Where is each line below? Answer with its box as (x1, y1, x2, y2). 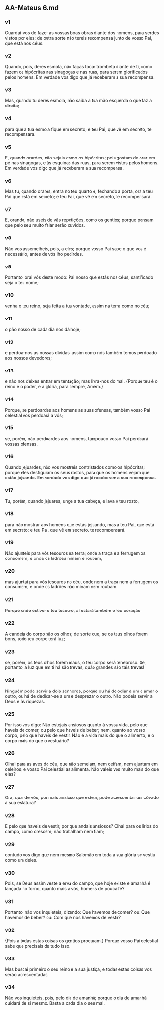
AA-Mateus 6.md (5, 4, 59, 12)
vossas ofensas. (5, 441, 38, 447)
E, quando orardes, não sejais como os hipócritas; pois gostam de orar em (5, 155, 155, 160)
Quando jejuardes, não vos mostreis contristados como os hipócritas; (5, 464, 145, 470)
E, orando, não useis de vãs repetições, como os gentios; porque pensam (5, 217, 154, 223)
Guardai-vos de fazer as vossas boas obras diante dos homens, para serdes (5, 29, 159, 36)
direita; (5, 103, 20, 108)
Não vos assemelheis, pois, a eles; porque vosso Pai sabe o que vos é (5, 245, 147, 252)
